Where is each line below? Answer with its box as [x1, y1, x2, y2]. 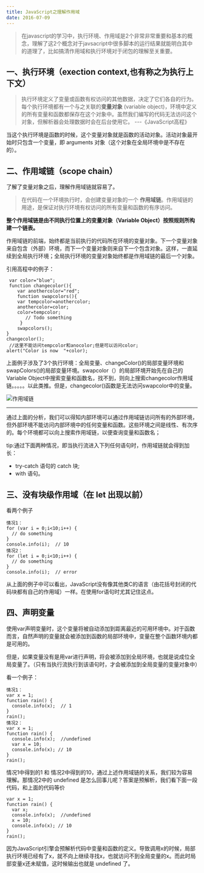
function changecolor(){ [8, 283, 72, 289]
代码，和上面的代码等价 [6, 784, 65, 791]
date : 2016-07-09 [6, 15, 50, 21]
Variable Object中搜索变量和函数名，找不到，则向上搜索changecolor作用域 [6, 375, 193, 382]
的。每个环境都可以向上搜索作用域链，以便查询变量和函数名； [6, 429, 161, 436]
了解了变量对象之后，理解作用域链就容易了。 [6, 183, 118, 190]
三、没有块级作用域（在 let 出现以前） [6, 489, 148, 499]
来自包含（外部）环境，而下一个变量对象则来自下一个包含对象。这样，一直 [6, 245, 192, 252]
